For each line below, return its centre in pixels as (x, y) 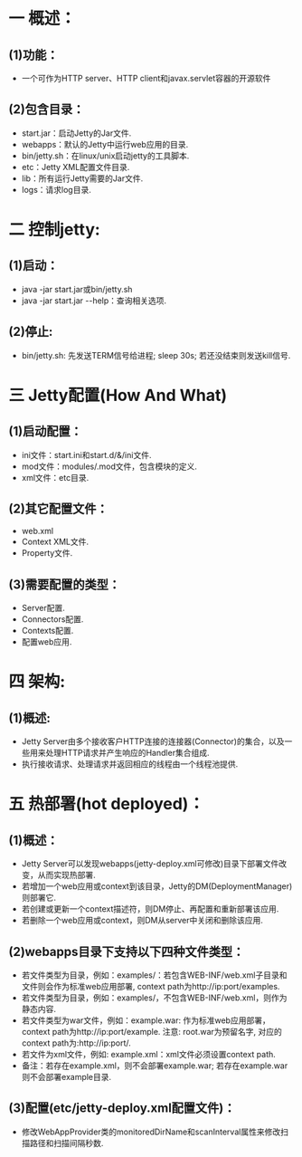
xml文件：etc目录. (55, 477)
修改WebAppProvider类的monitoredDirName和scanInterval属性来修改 (151, 1132)
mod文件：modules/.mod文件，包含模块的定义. (109, 466)
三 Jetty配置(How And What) (118, 395)
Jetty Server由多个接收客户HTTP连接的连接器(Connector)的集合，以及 (153, 741)
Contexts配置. (47, 631)
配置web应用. (47, 642)
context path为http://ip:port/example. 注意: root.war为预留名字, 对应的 (151, 1032)
